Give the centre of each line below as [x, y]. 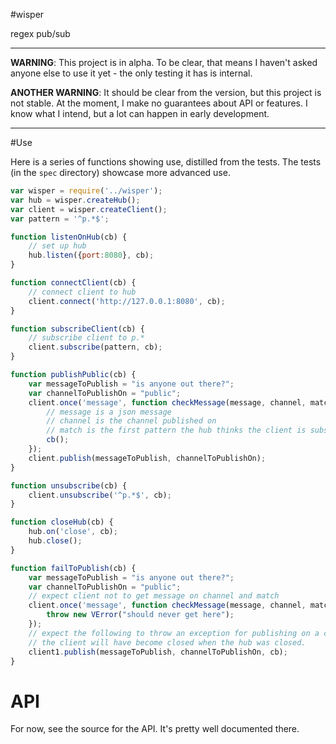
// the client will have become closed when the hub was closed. [167, 642]
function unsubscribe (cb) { [69, 485]
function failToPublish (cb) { [73, 568]
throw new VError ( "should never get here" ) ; [140, 615]
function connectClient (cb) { [73, 283]
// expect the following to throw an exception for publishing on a [174, 633]
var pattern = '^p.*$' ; [60, 219]
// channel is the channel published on [131, 421]
